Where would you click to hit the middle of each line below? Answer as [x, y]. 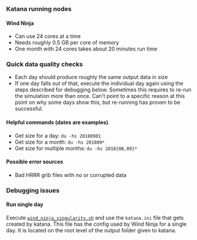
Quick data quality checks [45, 64]
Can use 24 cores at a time [48, 36]
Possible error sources [35, 162]
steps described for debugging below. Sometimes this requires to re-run [103, 90]
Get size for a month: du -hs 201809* [60, 142]
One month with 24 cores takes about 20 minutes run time [86, 49]
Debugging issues [33, 190]
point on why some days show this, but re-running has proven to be [98, 102]
